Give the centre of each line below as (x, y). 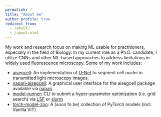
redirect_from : (21, 24)
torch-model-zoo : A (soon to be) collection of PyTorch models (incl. (82, 104)
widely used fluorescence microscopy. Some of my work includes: (74, 63)
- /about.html (24, 33)
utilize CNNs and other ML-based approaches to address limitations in (77, 58)
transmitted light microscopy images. (50, 78)
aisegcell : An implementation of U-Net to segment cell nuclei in (77, 72)
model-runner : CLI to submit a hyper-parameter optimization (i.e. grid (84, 94)
